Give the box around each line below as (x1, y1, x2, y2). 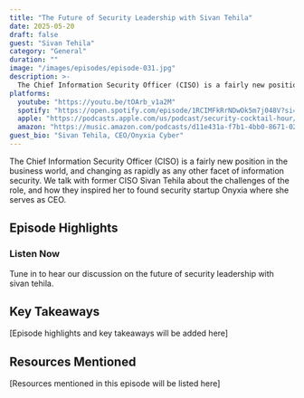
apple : (17, 114, 43, 123)
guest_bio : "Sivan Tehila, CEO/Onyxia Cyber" (9, 131, 184, 140)
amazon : (17, 123, 47, 132)
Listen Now (9, 248, 61, 261)
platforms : (9, 89, 51, 98)
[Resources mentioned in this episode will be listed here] (9, 378, 221, 389)
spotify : (17, 106, 51, 115)
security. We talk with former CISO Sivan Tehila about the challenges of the (9, 175, 290, 185)
